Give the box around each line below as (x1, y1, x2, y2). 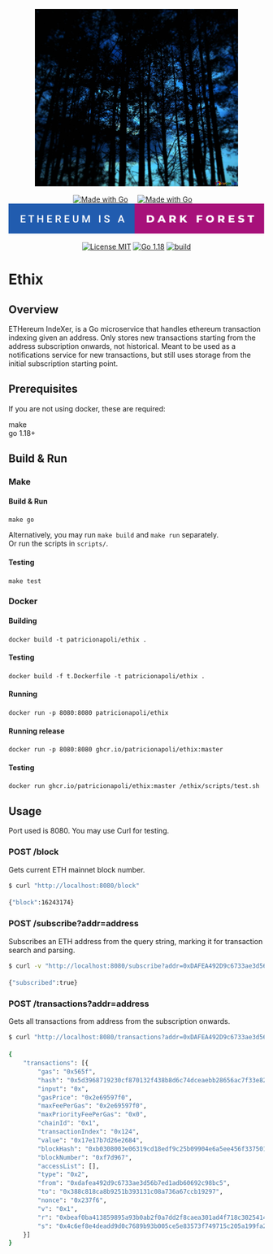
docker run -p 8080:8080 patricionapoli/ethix (8, 709, 169, 717)
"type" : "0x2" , (37, 1170, 89, 1179)
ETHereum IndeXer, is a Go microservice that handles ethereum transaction (8, 324, 262, 334)
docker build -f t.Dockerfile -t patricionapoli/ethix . (8, 672, 206, 680)
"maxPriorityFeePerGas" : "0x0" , (37, 1111, 148, 1119)
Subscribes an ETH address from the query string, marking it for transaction (8, 936, 263, 946)
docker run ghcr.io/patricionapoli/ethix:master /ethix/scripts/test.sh (8, 782, 260, 790)
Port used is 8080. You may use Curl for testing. (8, 826, 170, 836)
